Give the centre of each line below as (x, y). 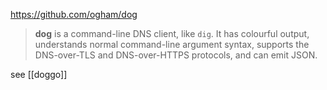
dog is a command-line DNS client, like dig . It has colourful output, (172, 33)
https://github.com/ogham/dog (74, 14)
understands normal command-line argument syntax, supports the (172, 44)
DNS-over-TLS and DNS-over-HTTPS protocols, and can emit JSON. (176, 55)
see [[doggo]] (39, 74)
